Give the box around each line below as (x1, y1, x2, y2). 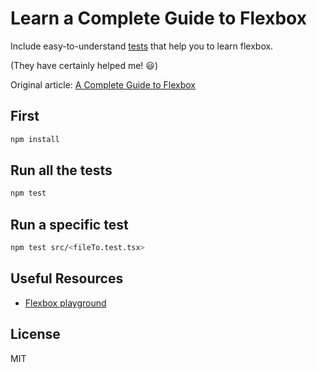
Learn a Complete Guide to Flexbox (10, 7, 307, 30)
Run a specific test (10, 216, 129, 233)
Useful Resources (10, 270, 124, 287)
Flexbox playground (24, 297, 107, 309)
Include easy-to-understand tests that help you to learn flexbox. (10, 40, 274, 52)
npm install (10, 134, 60, 144)
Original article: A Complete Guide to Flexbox (10, 78, 196, 91)
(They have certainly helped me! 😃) (10, 59, 158, 71)
